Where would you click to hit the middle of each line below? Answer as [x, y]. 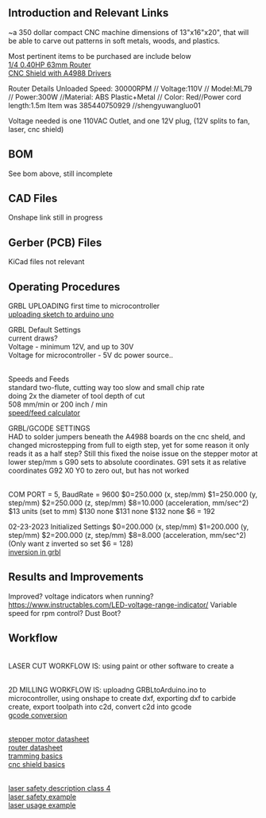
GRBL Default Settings [44, 330]
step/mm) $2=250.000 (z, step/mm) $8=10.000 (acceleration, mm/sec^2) [129, 503]
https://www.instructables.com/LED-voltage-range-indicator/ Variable [123, 605]
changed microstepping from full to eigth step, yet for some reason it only [129, 446]
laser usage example [42, 805]
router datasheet [36, 747]
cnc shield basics [37, 764]
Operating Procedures [64, 287]
